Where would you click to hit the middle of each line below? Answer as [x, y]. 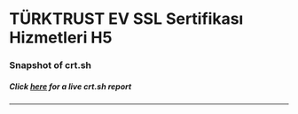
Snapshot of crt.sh [50, 65]
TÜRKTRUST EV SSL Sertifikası [126, 19]
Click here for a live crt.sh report [71, 86]
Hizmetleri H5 [61, 38]
